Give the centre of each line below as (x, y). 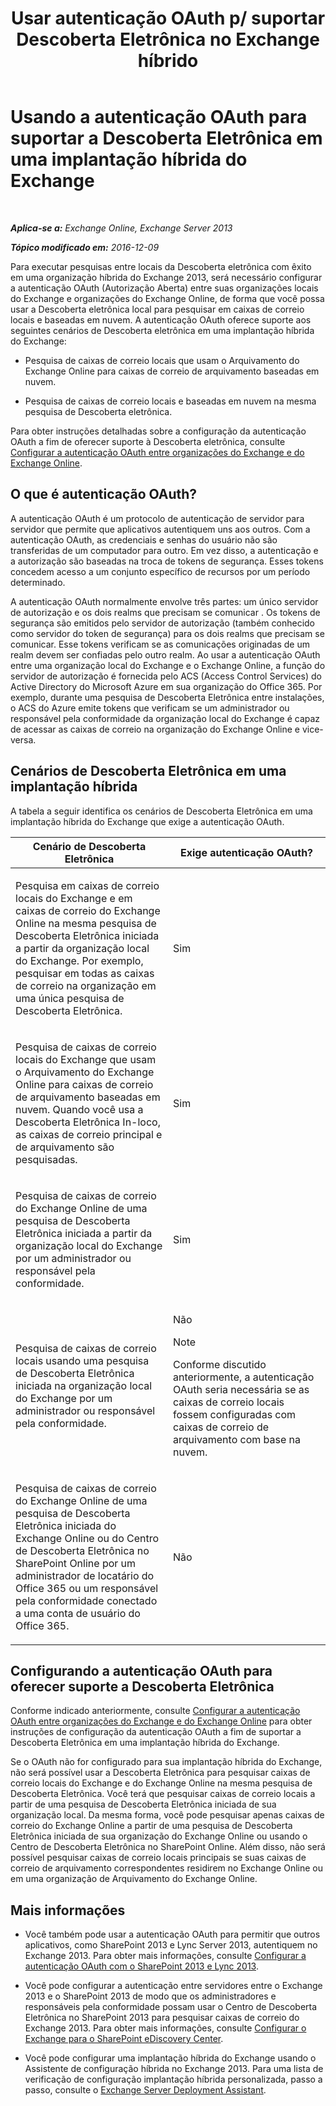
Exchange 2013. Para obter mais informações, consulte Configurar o (165, 2028)
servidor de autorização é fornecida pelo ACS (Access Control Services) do (166, 676)
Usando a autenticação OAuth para (159, 117)
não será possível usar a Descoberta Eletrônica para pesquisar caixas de (160, 1773)
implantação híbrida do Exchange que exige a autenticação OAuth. (147, 821)
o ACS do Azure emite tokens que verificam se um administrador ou (150, 708)
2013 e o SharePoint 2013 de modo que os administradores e (150, 1996)
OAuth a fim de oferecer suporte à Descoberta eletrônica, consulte (148, 441)
